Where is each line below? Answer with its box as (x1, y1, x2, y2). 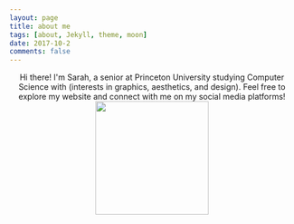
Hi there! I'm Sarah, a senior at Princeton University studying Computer (19, 72, 285, 83)
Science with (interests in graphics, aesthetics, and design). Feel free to (18, 82, 286, 93)
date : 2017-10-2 (9, 38, 71, 48)
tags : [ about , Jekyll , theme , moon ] (9, 30, 147, 39)
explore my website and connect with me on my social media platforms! (18, 92, 286, 102)
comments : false (9, 47, 71, 56)
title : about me (9, 22, 71, 31)
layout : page (9, 13, 59, 23)
